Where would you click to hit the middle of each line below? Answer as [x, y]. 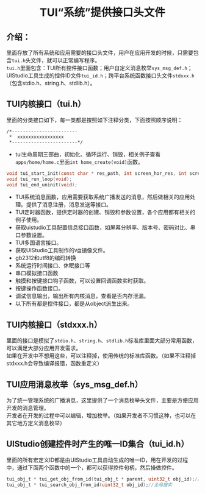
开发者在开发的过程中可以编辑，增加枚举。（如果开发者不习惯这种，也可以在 [101, 415]
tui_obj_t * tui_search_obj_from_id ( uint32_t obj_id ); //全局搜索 [89, 485]
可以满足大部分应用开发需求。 [44, 348]
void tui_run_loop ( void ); [39, 179]
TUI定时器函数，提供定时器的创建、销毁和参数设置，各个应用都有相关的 [105, 212]
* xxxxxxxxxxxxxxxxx [36, 137]
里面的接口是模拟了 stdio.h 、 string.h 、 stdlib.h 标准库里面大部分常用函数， [102, 341]
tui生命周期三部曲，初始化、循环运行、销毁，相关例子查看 [88, 154]
